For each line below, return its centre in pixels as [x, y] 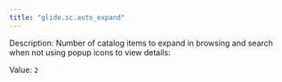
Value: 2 [24, 70]
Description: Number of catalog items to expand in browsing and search [141, 43]
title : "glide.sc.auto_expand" [67, 17]
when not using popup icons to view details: [90, 52]
